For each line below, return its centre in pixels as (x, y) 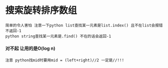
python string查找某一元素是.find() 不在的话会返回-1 (58, 36)
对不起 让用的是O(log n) (30, 48)
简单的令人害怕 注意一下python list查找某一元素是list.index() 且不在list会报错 (84, 25)
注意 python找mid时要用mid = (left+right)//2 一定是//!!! (65, 60)
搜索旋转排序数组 (41, 10)
